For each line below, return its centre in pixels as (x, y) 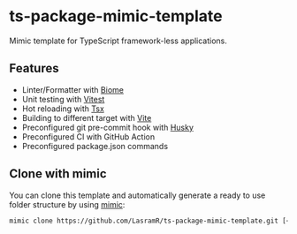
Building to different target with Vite (87, 117)
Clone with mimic (58, 174)
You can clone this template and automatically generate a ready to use (137, 195)
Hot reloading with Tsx (63, 109)
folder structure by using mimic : (67, 204)
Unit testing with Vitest (63, 99)
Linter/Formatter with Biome (72, 89)
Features (34, 68)
